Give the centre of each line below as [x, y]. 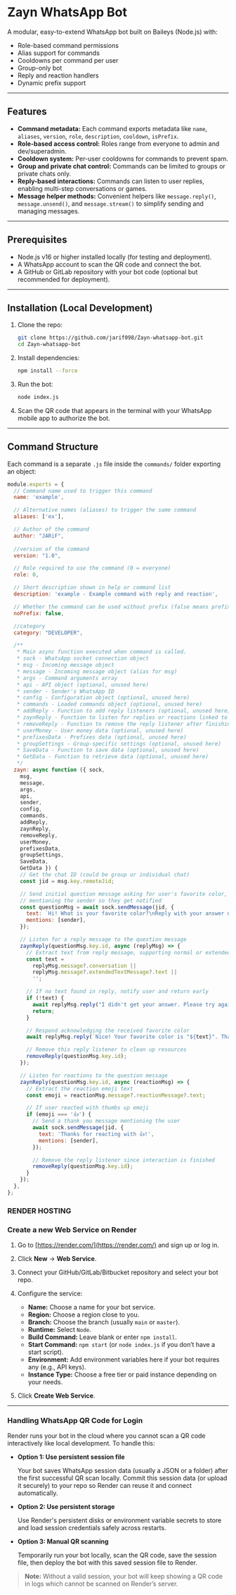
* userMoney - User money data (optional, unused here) [100, 730]
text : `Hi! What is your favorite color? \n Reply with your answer [125, 913]
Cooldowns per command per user [68, 60]
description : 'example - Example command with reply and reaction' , [116, 594]
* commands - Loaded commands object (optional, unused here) [109, 704]
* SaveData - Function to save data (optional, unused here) [108, 750]
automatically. [38, 1493]
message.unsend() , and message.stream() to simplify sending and [110, 203]
